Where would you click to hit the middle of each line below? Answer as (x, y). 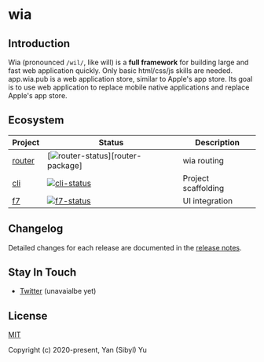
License (28, 316)
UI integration (208, 200)
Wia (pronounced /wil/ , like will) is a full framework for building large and (128, 62)
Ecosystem (36, 121)
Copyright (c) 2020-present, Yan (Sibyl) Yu (78, 350)
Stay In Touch (42, 272)
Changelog (36, 229)
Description (217, 142)
